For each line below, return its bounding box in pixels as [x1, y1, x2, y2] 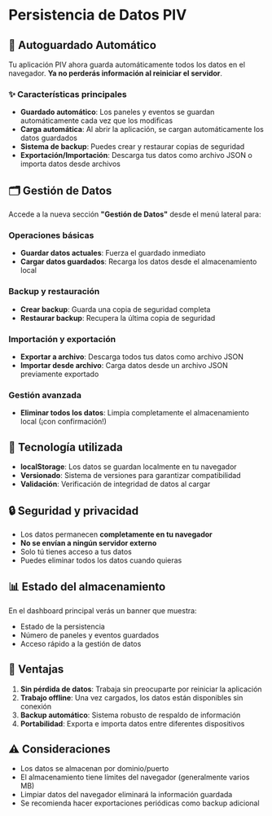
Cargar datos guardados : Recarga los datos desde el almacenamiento [20, 257, 257, 266]
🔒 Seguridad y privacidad [8, 503, 139, 518]
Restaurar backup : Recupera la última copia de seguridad [20, 313, 216, 322]
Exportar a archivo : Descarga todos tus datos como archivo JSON [20, 352, 244, 362]
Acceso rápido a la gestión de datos [20, 638, 142, 648]
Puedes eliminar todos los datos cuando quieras [20, 555, 182, 565]
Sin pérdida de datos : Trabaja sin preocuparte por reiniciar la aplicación [20, 684, 262, 694]
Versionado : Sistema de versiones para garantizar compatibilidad [20, 471, 242, 480]
